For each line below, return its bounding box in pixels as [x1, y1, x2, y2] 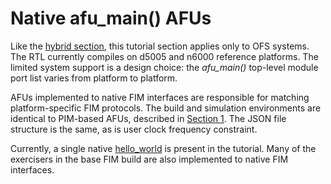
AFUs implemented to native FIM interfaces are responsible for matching [10, 91, 310, 103]
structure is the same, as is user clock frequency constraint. [10, 123, 258, 135]
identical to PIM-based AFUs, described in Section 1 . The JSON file [10, 112, 287, 124]
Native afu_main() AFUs [10, 7, 212, 30]
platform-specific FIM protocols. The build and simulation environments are [10, 102, 322, 114]
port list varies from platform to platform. [10, 72, 178, 84]
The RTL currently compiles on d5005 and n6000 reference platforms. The [10, 50, 319, 62]
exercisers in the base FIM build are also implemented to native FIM [10, 153, 289, 165]
